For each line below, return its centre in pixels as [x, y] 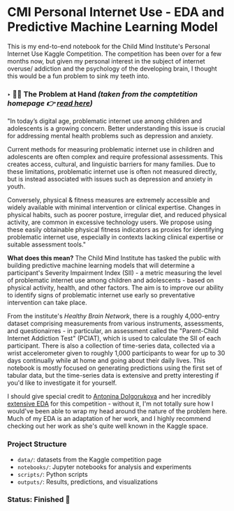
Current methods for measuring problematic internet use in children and [111, 149]
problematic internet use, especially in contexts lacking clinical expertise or [115, 237]
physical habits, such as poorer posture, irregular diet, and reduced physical [117, 215]
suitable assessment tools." [46, 244]
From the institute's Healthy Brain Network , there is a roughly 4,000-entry [114, 316]
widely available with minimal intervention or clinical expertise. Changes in [114, 207]
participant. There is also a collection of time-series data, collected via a [111, 346]
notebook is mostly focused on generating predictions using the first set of [115, 368]
